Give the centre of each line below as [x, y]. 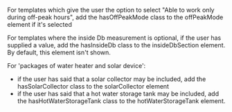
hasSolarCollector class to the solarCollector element [93, 86]
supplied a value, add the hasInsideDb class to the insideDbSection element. [116, 45]
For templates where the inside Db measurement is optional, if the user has [114, 38]
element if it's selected [40, 24]
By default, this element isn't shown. [59, 52]
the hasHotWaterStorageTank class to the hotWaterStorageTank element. [121, 101]
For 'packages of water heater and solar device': [77, 66]
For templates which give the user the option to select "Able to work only [111, 10]
